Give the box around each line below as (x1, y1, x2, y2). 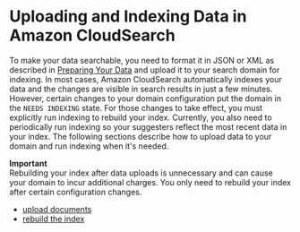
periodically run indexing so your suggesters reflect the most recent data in (9, 121, 287, 132)
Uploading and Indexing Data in (9, 6, 247, 27)
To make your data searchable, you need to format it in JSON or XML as (9, 55, 275, 65)
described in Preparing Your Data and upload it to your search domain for (9, 64, 280, 75)
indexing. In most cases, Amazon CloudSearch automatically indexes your (9, 73, 282, 84)
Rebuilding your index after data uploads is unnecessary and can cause (9, 168, 273, 178)
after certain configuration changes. (9, 186, 142, 197)
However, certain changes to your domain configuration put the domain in (9, 92, 282, 104)
